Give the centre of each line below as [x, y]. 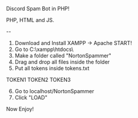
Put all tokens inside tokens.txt [52, 68]
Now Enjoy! [20, 109]
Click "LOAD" [31, 98]
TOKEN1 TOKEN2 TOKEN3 [38, 80]
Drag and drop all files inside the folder [62, 62]
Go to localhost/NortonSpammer [54, 91]
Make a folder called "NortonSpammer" [63, 55]
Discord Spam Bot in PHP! [38, 9]
